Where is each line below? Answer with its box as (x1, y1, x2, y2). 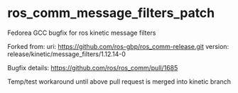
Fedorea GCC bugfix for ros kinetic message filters (7, 28, 156, 37)
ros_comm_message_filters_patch (7, 5, 215, 21)
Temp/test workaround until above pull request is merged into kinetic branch (7, 77, 231, 86)
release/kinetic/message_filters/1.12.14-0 (7, 50, 126, 58)
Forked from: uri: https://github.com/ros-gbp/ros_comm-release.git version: (7, 42, 229, 50)
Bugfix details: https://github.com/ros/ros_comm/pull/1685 (7, 63, 178, 72)
